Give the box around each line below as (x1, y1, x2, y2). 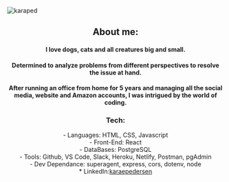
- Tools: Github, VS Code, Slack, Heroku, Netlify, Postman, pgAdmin (19, 153, 212, 161)
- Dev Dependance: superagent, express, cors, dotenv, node (30, 160, 201, 168)
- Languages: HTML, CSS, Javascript (63, 131, 168, 140)
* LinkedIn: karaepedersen (78, 168, 153, 176)
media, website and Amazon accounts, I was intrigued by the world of (13, 91, 218, 99)
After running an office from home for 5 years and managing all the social (8, 84, 223, 92)
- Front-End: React (89, 138, 142, 146)
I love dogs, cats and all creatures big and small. (45, 45, 186, 53)
